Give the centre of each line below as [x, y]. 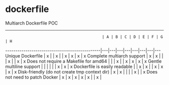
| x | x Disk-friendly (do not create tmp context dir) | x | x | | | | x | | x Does [81, 71]
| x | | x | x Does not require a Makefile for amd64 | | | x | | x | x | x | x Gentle [83, 61]
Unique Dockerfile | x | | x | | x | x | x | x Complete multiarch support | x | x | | [84, 55]
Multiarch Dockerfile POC [32, 23]
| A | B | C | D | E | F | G [133, 37]
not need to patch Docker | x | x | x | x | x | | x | [53, 77]
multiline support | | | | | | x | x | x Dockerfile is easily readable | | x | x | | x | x [84, 66]
